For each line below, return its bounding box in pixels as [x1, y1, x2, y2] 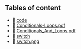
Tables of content [5, 4, 61, 12]
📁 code [12, 17, 27, 23]
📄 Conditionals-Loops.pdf [12, 22, 66, 28]
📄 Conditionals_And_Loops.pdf [12, 27, 76, 34]
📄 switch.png [12, 38, 40, 44]
